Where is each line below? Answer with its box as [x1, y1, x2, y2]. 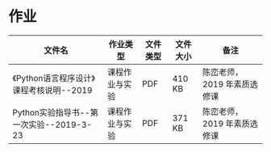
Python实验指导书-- [12, 107, 90, 118]
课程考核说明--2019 [12, 84, 93, 95]
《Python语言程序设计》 [12, 72, 95, 83]
